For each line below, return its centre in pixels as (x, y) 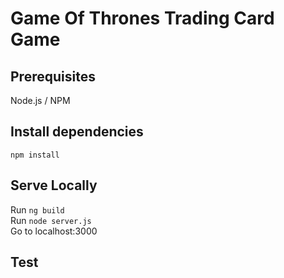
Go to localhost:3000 (54, 231)
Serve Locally (54, 185)
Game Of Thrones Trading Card (142, 18)
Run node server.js (51, 220)
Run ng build (37, 209)
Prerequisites (53, 76)
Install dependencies (77, 132)
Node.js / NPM (40, 100)
